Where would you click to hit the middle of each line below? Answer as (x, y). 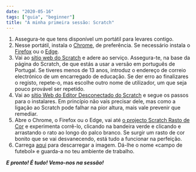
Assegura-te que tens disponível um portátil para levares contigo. (94, 39)
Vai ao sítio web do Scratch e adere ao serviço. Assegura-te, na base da (102, 58)
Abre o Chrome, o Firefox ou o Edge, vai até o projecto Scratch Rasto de (102, 120)
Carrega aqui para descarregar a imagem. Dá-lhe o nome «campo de (99, 145)
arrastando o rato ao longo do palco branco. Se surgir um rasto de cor (100, 133)
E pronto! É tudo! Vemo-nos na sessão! (55, 163)
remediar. (26, 114)
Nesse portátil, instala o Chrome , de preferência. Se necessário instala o (102, 45)
